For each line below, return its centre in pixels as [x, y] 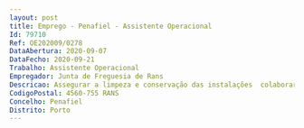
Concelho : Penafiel [46, 101]
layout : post [34, 18]
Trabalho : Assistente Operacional [75, 69]
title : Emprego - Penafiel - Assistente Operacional [111, 26]
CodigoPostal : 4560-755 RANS [64, 93]
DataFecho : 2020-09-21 [52, 59]
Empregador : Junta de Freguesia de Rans [87, 77]
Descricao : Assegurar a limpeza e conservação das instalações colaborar [153, 85]
